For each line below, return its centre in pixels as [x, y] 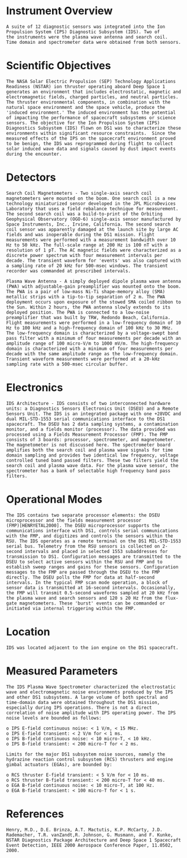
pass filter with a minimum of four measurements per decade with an [94, 338]
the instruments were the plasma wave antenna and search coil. [87, 37]
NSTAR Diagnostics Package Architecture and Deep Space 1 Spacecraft [94, 840]
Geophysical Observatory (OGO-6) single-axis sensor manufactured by [94, 219]
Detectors [31, 177]
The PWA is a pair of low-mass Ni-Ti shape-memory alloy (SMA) [86, 291]
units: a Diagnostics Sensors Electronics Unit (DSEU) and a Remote [92, 409]
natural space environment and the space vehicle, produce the [86, 107]
